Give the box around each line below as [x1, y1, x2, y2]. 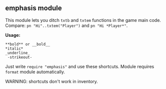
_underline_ [5, 50, 30, 55]
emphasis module [5, 4, 62, 12]
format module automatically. [5, 69, 65, 75]
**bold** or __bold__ [5, 42, 50, 47]
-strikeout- [7, 55, 32, 60]
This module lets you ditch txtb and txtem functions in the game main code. [5, 17, 161, 23]
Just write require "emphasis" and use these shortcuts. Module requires [5, 63, 154, 69]
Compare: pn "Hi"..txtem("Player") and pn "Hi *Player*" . [5, 22, 128, 28]
